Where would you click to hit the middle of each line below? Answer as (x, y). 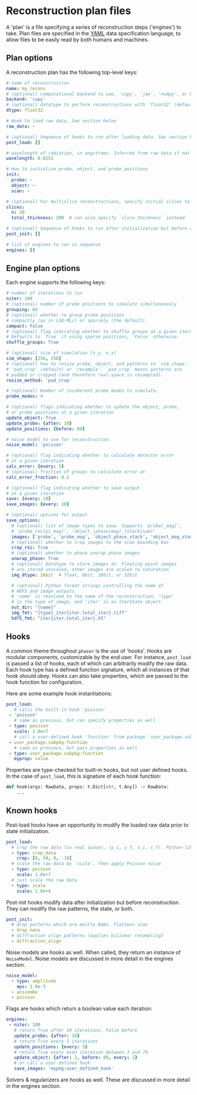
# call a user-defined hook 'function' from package (79, 737)
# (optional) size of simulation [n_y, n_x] (61, 353)
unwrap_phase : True (35, 559)
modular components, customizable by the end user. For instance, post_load (98, 657)
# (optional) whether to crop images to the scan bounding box (90, 542)
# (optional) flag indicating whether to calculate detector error (90, 456)
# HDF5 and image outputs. (44, 591)
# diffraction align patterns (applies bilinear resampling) (88, 936)
